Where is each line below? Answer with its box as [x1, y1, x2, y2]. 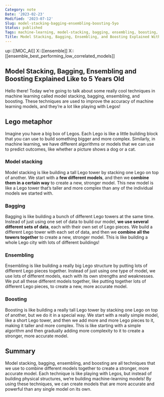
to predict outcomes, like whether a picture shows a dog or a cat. [5, 146, 136, 152]
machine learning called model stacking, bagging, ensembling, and [5, 93, 140, 99]
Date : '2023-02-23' [5, 12, 45, 17]
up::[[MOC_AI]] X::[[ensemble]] [5, 47, 68, 54]
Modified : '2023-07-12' [5, 16, 54, 21]
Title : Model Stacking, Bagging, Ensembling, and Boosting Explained [5, 35, 150, 40]
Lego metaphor [5, 118, 53, 126]
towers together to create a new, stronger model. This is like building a [5, 234, 148, 240]
